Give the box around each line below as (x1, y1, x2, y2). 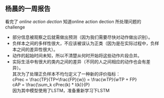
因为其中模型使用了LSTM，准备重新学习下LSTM (12, 87, 110, 93)
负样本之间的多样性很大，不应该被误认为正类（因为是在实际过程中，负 (12, 40, 155, 46)
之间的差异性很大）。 (16, 46, 58, 52)
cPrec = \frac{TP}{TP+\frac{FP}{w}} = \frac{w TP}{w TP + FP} (12, 76, 137, 82)
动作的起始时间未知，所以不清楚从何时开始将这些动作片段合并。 (12, 52, 142, 58)
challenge (5, 24, 26, 30)
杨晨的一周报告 (5, 4, 51, 13)
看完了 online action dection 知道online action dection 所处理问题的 (5, 19, 141, 24)
